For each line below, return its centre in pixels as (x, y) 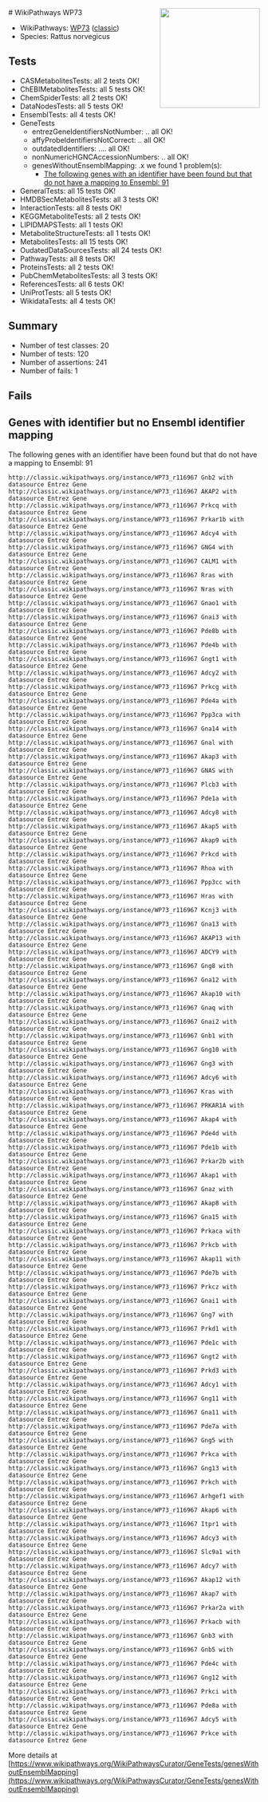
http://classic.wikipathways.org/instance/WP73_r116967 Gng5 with (121, 1440)
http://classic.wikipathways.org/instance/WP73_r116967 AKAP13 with (124, 938)
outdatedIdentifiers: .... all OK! (81, 148)
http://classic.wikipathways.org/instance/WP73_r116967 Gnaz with (121, 1189)
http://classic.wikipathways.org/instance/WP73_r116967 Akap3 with (123, 757)
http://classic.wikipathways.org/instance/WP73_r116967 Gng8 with (121, 966)
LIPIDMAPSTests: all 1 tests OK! (71, 224)
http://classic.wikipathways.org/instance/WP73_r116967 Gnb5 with (121, 1650)
